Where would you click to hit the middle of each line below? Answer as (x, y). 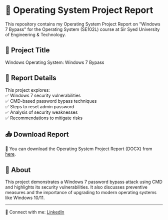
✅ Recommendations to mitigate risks (44, 118)
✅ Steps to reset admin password (40, 106)
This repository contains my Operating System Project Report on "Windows (83, 24)
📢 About (18, 170)
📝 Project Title (27, 50)
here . (10, 154)
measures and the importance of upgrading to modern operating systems (81, 193)
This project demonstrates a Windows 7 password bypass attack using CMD (84, 182)
